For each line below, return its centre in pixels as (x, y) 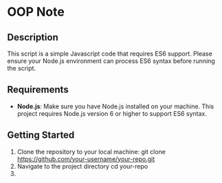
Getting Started (41, 135)
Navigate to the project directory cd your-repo (82, 166)
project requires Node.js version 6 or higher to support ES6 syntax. (112, 113)
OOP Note (36, 12)
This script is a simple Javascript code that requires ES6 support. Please (110, 53)
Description (33, 37)
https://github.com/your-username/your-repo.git (86, 159)
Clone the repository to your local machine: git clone (91, 151)
